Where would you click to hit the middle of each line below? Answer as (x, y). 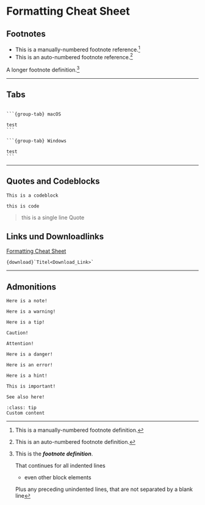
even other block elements (58, 478)
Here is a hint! (27, 376)
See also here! (26, 397)
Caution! (17, 333)
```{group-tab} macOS (34, 114)
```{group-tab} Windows (37, 141)
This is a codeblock (33, 195)
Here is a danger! (30, 354)
